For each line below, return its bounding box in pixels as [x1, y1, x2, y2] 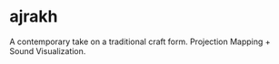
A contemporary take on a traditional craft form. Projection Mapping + [9, 36, 271, 47]
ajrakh [9, 6, 58, 27]
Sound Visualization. [9, 45, 86, 56]
